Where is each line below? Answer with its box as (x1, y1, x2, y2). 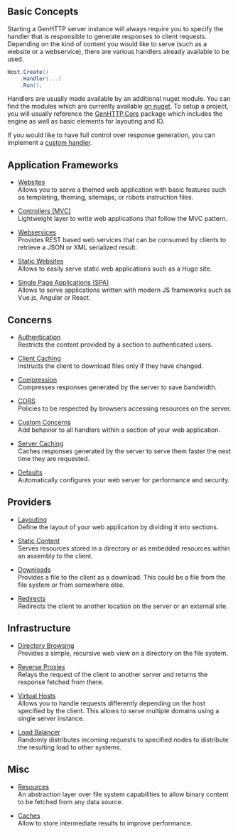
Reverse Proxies (17, 662, 65, 671)
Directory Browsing (17, 641, 75, 649)
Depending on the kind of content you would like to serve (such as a (7, 39, 207, 48)
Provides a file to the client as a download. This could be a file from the (17, 573, 226, 581)
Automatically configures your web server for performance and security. (17, 476, 230, 484)
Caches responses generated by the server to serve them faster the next (17, 447, 232, 455)
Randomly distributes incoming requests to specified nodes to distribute (17, 735, 229, 744)
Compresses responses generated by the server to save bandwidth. (17, 383, 217, 391)
